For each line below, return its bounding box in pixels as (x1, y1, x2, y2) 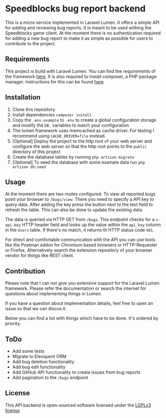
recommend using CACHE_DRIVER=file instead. (12, 133, 106, 139)
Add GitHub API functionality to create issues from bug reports (12, 369, 141, 375)
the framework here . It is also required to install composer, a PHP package (5, 73, 157, 80)
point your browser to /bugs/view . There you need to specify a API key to (5, 196, 155, 202)
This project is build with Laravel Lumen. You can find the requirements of (5, 68, 156, 74)
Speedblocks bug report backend (5, 3, 146, 14)
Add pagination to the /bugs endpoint (12, 375, 88, 380)
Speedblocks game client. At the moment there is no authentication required (5, 30, 161, 36)
